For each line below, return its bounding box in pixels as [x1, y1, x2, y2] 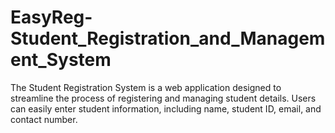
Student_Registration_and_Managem [10, 27, 326, 50]
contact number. [10, 113, 78, 125]
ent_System [10, 49, 112, 71]
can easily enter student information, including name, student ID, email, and [10, 102, 322, 115]
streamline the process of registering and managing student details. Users [10, 92, 317, 104]
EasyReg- [10, 6, 93, 29]
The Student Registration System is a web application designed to [10, 81, 282, 93]
